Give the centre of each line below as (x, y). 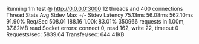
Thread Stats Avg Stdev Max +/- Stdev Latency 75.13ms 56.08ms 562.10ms (100, 15)
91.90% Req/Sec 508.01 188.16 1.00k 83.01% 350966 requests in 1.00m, (96, 21)
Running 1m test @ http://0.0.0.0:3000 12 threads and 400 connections (95, 9)
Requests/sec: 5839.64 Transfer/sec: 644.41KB (65, 34)
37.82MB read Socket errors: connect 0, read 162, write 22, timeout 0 (93, 28)
